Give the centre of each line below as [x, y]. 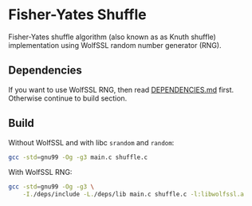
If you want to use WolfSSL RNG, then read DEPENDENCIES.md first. [121, 89]
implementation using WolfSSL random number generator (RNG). [115, 45]
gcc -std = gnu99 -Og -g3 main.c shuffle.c [78, 157]
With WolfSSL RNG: [40, 172]
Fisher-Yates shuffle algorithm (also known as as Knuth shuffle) [112, 37]
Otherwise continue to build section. [68, 98]
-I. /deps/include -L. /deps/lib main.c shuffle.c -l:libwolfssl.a [134, 194]
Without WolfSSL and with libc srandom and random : [91, 142]
